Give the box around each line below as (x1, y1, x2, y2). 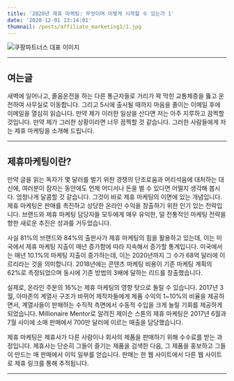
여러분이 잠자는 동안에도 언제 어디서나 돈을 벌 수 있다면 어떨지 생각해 (22, 184, 208, 192)
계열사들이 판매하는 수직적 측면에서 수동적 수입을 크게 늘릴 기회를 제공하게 (22, 301, 223, 309)
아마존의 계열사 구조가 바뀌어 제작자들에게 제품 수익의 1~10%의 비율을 (16, 292, 207, 300)
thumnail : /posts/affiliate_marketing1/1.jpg (7, 23, 141, 30)
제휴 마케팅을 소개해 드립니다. (14, 127, 95, 135)
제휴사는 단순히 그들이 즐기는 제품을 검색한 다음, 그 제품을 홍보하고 (33, 342, 214, 350)
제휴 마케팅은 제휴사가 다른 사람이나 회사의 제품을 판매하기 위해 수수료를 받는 (7, 333, 216, 341)
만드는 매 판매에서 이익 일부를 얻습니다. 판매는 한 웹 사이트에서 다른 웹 (14, 350, 204, 359)
